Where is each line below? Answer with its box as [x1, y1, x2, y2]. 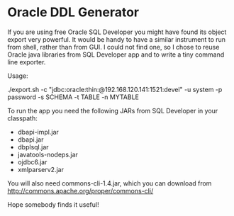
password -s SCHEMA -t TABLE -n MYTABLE [7, 93, 140, 101]
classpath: [7, 114, 38, 123]
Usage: [7, 72, 28, 80]
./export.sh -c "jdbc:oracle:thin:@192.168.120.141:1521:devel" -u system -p [7, 85, 223, 93]
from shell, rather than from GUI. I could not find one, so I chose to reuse [7, 42, 220, 51]
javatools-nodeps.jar [17, 150, 78, 159]
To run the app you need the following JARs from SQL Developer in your [7, 106, 218, 115]
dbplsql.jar [17, 142, 49, 151]
